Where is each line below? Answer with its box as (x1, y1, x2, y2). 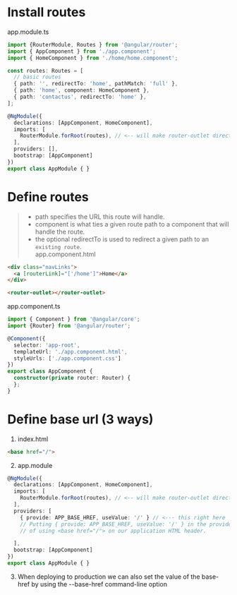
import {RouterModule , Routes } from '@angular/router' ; (7, 41, 178, 48)
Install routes (7, 4, 86, 20)
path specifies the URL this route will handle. (35, 212, 165, 221)
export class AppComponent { (7, 368, 93, 375)
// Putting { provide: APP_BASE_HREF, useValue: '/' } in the (20, 520, 207, 528)
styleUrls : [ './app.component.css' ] (13, 354, 121, 362)
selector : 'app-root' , (13, 342, 80, 349)
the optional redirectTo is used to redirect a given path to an (35, 234, 209, 244)
